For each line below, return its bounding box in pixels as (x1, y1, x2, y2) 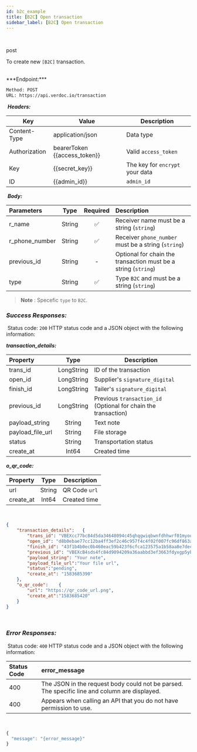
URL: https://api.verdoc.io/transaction (6, 93, 107, 98)
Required (84, 206, 110, 215)
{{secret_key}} (53, 165, 93, 173)
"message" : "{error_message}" (11, 736, 85, 741)
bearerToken (53, 144, 89, 152)
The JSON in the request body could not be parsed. (40, 679, 184, 688)
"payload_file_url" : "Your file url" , (27, 560, 119, 566)
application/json (53, 131, 98, 139)
